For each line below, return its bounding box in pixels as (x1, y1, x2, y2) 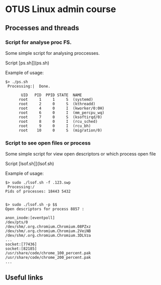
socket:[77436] (5, 242, 37, 247)
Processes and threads (5, 24, 79, 32)
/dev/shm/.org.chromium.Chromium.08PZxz (5, 224, 92, 230)
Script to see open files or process (5, 139, 91, 147)
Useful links (5, 273, 44, 281)
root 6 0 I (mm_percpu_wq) (18, 110, 105, 115)
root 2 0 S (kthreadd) (18, 101, 96, 106)
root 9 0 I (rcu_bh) (18, 123, 92, 128)
